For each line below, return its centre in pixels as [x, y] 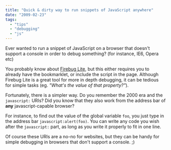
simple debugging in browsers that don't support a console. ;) [70, 142]
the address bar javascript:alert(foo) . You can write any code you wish [82, 121]
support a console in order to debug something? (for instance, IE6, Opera [82, 54]
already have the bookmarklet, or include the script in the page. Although [82, 74]
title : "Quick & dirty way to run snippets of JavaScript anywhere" [79, 10]
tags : [11, 19]
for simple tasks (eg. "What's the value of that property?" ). [67, 85]
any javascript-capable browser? [40, 106]
